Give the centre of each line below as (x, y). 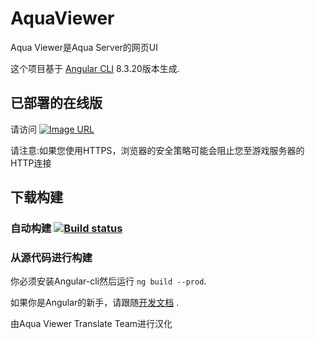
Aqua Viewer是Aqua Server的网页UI (84, 47)
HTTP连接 (31, 163)
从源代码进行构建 (51, 257)
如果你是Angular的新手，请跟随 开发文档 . (95, 303)
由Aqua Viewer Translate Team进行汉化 (91, 324)
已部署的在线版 (56, 103)
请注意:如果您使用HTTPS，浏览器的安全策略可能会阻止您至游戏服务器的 (157, 150)
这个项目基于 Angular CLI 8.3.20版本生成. (95, 68)
